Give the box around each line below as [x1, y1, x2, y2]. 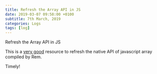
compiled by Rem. [5, 54, 42, 60]
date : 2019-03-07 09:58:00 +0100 [5, 12, 74, 17]
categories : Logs [5, 21, 41, 26]
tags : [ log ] [5, 26, 30, 31]
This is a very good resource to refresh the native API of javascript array [5, 49, 153, 55]
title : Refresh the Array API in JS [5, 7, 81, 12]
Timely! [5, 64, 21, 70]
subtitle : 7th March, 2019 [5, 16, 61, 21]
